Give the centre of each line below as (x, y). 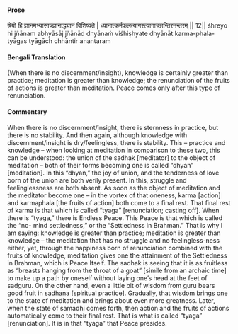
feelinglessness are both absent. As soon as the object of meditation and (114, 188)
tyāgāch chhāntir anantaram (70, 41)
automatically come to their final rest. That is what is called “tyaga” (105, 316)
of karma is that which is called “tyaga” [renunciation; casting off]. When (113, 210)
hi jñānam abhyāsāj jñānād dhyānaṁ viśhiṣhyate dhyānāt (90, 34)
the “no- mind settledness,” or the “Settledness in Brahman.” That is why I (115, 225)
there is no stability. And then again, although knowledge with (97, 135)
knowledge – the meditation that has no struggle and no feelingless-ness (114, 240)
